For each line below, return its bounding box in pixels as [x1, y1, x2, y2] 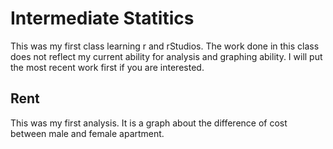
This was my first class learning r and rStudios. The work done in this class [10, 40, 320, 52]
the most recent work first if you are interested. [10, 61, 205, 73]
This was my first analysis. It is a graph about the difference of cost [10, 117, 288, 129]
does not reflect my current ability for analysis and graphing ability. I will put [10, 50, 323, 62]
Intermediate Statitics [10, 7, 195, 30]
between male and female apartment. [10, 127, 165, 139]
